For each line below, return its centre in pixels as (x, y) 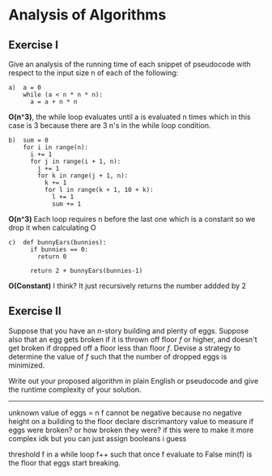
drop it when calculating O (52, 227)
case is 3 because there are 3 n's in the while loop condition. (110, 125)
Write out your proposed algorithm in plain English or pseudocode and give (134, 380)
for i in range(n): (56, 147)
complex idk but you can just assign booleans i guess (98, 438)
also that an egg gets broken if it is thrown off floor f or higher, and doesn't (133, 339)
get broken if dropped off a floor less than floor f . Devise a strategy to (125, 348)
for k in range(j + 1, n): (83, 176)
